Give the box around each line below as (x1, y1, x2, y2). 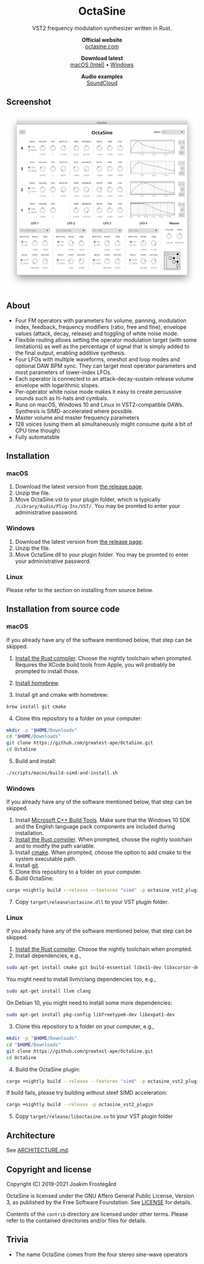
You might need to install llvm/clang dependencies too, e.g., (6, 976, 156, 983)
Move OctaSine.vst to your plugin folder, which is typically (15, 496, 161, 503)
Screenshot (6, 97, 52, 107)
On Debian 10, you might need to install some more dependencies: (6, 999, 172, 1006)
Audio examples (81, 72, 123, 80)
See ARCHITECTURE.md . (6, 1146, 70, 1154)
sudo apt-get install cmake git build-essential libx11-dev (6, 964, 162, 971)
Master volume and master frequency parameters (15, 414, 140, 421)
